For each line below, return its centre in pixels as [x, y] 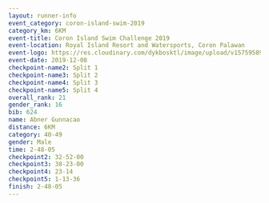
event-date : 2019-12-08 [48, 61]
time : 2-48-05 [32, 149]
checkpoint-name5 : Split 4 [53, 90]
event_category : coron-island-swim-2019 [77, 23]
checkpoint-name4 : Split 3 [53, 82]
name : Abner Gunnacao [44, 120]
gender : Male [30, 142]
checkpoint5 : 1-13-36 [44, 179]
